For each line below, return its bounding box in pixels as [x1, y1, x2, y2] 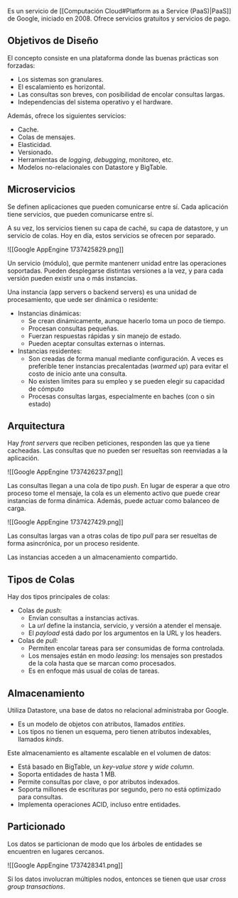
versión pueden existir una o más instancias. [7, 274, 138, 282]
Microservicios [7, 183, 76, 195]
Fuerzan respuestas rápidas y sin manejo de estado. [28, 331, 182, 340]
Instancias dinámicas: [17, 309, 82, 318]
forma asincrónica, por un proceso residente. [7, 539, 140, 548]
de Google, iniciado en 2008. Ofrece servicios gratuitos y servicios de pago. [7, 14, 231, 23]
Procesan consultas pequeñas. [28, 324, 119, 332]
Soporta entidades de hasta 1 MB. [17, 770, 117, 779]
